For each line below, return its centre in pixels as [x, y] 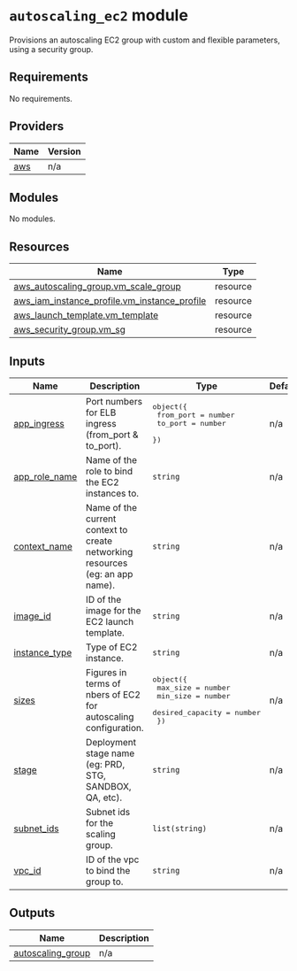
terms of [103, 684]
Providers [37, 126]
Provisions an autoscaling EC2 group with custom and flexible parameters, [145, 40]
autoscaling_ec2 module [99, 15]
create [99, 541]
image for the [113, 610]
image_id [32, 616]
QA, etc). [104, 798]
